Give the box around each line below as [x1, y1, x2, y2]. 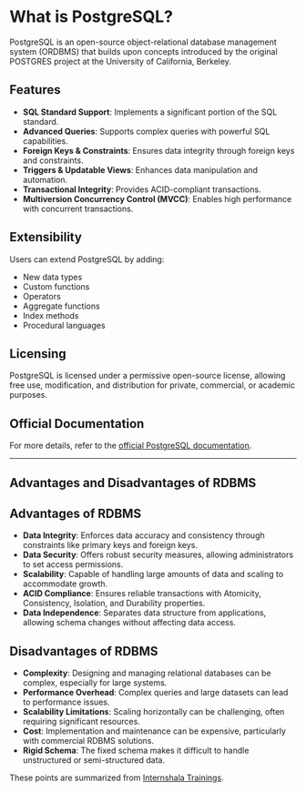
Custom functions [22, 280, 90, 292]
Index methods [22, 310, 79, 320]
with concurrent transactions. [22, 203, 134, 214]
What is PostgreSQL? [9, 6, 173, 27]
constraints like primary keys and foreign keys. [22, 540, 199, 551]
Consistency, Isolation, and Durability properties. [22, 598, 206, 609]
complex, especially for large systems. [22, 677, 168, 688]
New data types [22, 271, 83, 282]
